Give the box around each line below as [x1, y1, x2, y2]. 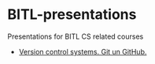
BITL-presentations [7, 6, 137, 24]
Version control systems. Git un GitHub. [18, 47, 147, 56]
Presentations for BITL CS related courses [7, 32, 144, 41]
